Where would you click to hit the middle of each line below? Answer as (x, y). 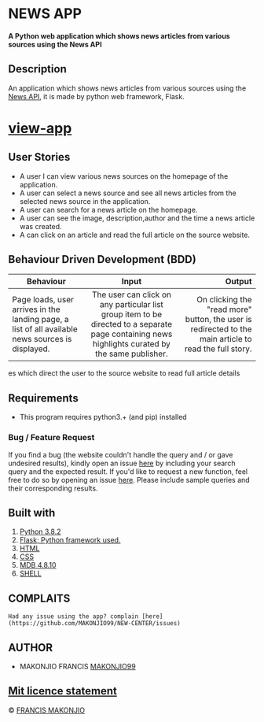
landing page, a (40, 320)
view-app (40, 128)
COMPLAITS (39, 598)
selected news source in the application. (85, 201)
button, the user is (218, 320)
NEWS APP (45, 14)
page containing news (132, 334)
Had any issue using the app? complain (73, 616)
